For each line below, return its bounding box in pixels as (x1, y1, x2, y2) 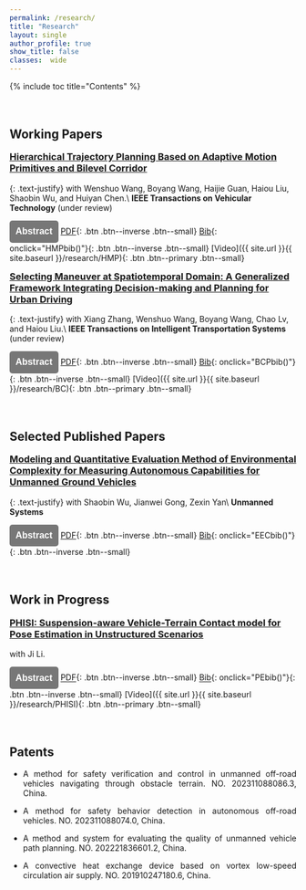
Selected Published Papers (9, 428, 166, 444)
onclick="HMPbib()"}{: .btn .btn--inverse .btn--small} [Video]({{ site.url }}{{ (9, 243, 293, 254)
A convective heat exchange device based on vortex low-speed (22, 860, 297, 872)
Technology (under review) (9, 202, 113, 213)
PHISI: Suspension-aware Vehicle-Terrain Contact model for (9, 616, 281, 629)
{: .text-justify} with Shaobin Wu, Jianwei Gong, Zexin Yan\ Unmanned (9, 497, 274, 508)
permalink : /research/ (9, 13, 96, 23)
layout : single (9, 30, 67, 39)
